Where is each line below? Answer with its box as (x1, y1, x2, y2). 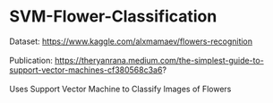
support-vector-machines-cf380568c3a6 (9, 64, 163, 75)
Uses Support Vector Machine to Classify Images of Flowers (9, 83, 232, 94)
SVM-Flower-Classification (9, 6, 218, 27)
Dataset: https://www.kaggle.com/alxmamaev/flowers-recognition (9, 36, 253, 47)
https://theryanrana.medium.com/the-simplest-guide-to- (55, 55, 264, 65)
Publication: (9, 55, 54, 65)
